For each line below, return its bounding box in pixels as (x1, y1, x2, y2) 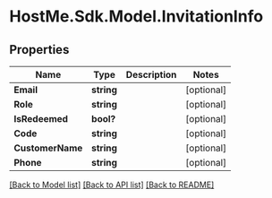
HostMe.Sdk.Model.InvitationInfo (9, 6, 264, 27)
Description (125, 69, 177, 81)
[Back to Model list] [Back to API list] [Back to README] (9, 179, 215, 190)
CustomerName (13, 142, 83, 154)
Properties (9, 42, 70, 57)
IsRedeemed (13, 113, 69, 125)
